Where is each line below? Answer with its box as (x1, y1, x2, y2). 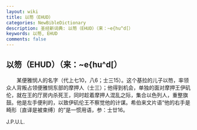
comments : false (6, 36, 46, 42)
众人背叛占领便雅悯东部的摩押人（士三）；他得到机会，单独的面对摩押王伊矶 (6, 84, 191, 91)
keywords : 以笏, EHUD (6, 31, 58, 37)
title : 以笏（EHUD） (6, 14, 53, 20)
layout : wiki (6, 8, 39, 15)
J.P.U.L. (6, 118, 25, 125)
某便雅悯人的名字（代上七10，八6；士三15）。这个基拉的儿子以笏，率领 (16, 77, 189, 84)
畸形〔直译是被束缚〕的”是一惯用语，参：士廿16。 (6, 106, 129, 113)
